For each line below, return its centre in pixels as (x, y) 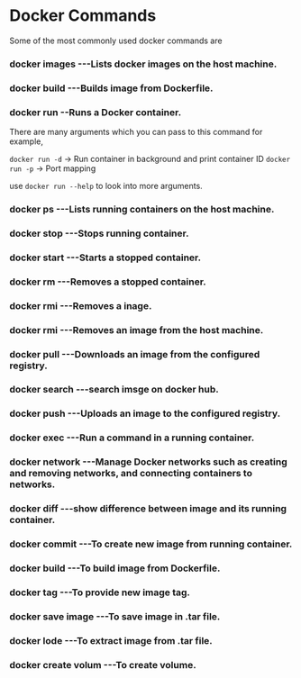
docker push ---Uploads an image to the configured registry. (145, 413)
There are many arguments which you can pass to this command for (136, 132)
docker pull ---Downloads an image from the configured (135, 354)
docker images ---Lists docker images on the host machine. (143, 64)
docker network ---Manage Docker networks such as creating (149, 462)
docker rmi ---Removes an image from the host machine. (137, 330)
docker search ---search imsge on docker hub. (114, 390)
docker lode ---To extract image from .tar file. (111, 640)
